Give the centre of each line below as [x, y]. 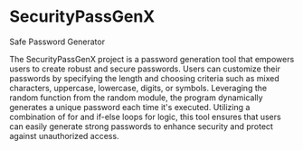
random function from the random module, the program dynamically [137, 98]
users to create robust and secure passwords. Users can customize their [145, 69]
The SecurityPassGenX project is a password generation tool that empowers [152, 59]
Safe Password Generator [57, 42]
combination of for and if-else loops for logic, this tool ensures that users [146, 117]
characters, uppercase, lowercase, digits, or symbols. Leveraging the [138, 88]
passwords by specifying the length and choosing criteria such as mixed [144, 78]
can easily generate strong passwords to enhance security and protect [142, 126]
